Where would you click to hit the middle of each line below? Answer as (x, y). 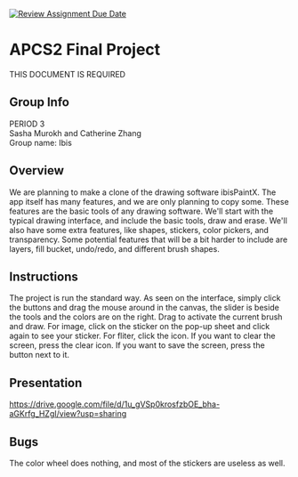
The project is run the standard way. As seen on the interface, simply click (145, 298)
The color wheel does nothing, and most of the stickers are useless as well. (148, 463)
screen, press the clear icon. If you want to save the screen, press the (137, 345)
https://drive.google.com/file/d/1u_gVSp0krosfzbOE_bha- (115, 404)
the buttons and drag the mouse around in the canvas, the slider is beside (145, 308)
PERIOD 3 (27, 124)
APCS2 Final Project (85, 50)
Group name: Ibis (41, 142)
